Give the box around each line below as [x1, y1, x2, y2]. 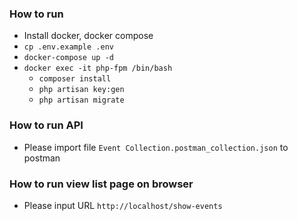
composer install [38, 74, 112, 84]
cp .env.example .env [23, 42, 114, 52]
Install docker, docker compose [23, 30, 154, 42]
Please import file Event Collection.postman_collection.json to [23, 141, 289, 153]
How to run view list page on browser [9, 177, 194, 191]
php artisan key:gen [38, 85, 125, 95]
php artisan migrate [38, 95, 125, 106]
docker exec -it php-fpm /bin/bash [23, 63, 173, 74]
